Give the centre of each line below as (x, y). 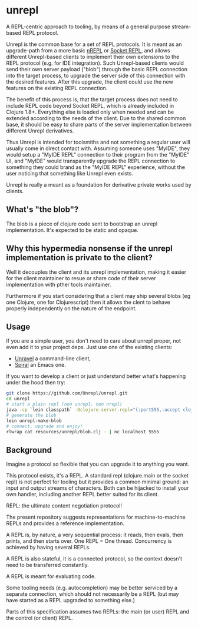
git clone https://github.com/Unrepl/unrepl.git (67, 393)
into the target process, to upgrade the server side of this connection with (96, 75)
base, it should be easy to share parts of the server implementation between (99, 124)
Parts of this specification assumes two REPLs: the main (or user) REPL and (98, 612)
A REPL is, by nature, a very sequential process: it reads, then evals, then (95, 535)
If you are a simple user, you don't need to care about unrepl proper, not (93, 341)
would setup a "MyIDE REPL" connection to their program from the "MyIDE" (98, 154)
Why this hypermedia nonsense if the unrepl (89, 249)
